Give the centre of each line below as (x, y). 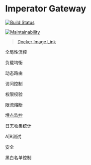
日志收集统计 (18, 126)
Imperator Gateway (46, 9)
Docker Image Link (37, 41)
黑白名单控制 (18, 158)
